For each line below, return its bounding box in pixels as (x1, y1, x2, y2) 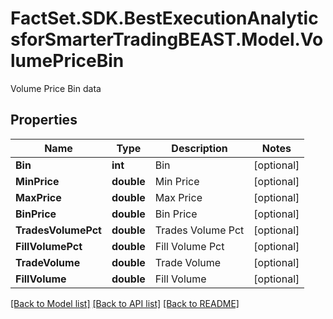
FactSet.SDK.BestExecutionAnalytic (10, 7, 319, 30)
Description (171, 141, 228, 155)
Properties (10, 112, 78, 129)
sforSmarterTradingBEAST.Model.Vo (10, 28, 324, 51)
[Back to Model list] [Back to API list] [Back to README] (10, 297, 240, 309)
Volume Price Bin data (10, 82, 102, 94)
